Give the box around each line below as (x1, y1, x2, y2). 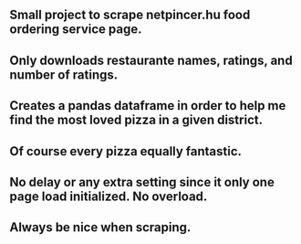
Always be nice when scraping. (9, 219, 192, 236)
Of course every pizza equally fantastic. (9, 143, 243, 159)
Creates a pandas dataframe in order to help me (9, 98, 286, 113)
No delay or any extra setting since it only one (9, 174, 275, 190)
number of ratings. (9, 67, 119, 82)
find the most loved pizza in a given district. (9, 112, 263, 128)
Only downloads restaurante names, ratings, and (9, 52, 294, 68)
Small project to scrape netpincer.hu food (9, 7, 251, 23)
